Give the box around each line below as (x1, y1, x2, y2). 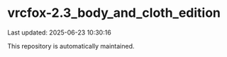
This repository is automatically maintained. (7, 42, 135, 50)
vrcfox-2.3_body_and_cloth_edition (7, 5, 221, 21)
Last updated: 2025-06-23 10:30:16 (7, 28, 111, 37)
